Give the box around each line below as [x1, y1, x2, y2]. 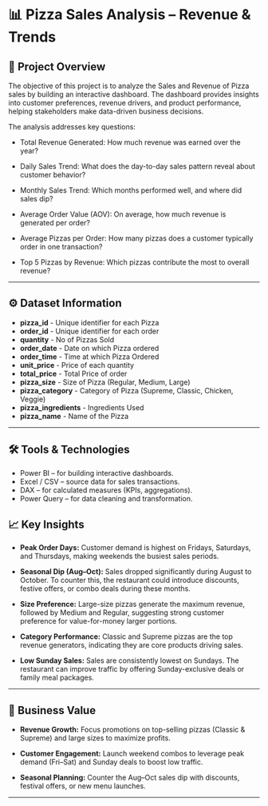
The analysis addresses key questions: [8, 122, 136, 131]
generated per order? [19, 218, 90, 227]
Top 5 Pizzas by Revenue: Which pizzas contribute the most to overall [19, 257, 250, 267]
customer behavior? [19, 170, 86, 179]
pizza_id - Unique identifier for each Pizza [19, 317, 160, 327]
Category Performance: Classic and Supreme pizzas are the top [19, 632, 234, 641]
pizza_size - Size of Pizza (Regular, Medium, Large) [19, 377, 191, 387]
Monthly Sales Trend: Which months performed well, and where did [19, 186, 242, 195]
